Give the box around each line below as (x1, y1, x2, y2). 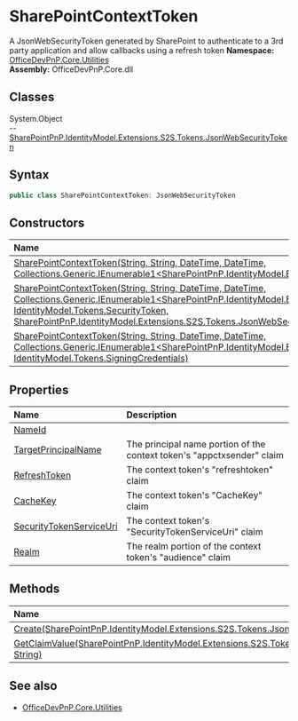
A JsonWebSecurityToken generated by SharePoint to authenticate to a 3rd (9, 36, 284, 46)
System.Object (9, 113, 63, 123)
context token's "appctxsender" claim (126, 449, 284, 462)
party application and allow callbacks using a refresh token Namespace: (9, 44, 275, 55)
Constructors (9, 215, 85, 230)
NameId (13, 424, 47, 436)
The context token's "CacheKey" (126, 489, 263, 502)
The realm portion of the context (126, 540, 262, 552)
